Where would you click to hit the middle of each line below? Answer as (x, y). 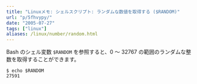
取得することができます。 (48, 59)
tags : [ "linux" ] (26, 28)
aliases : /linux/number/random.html (52, 34)
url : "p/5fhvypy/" (29, 17)
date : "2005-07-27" (31, 23)
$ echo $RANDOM (25, 71)
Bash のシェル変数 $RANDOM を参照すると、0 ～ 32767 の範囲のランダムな (96, 52)
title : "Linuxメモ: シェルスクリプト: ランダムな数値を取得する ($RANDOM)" (93, 12)
